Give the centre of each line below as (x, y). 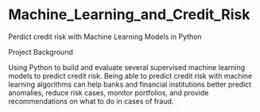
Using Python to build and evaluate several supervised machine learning (127, 67)
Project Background (41, 52)
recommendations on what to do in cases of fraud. (91, 101)
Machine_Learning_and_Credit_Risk (129, 15)
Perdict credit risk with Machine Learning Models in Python (105, 37)
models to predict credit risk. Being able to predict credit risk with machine (130, 75)
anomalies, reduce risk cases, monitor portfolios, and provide (109, 92)
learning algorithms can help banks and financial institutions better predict (130, 84)
